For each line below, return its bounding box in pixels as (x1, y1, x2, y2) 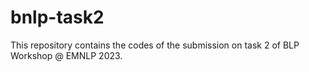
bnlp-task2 (10, 6, 105, 29)
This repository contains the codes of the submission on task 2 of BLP (10, 39, 300, 51)
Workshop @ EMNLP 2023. (10, 49, 123, 61)
